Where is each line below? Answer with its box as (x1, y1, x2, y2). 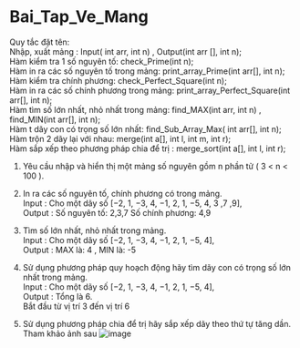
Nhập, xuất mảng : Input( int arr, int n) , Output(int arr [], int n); (9, 46, 243, 56)
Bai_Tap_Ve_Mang (9, 6, 149, 27)
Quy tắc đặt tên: (9, 36, 70, 47)
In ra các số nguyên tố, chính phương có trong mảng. (22, 188, 222, 199)
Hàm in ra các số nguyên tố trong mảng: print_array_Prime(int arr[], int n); (9, 66, 285, 77)
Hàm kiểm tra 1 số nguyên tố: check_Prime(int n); (9, 56, 194, 67)
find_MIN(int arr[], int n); (9, 114, 101, 125)
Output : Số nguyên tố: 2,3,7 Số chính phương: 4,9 (22, 207, 212, 218)
